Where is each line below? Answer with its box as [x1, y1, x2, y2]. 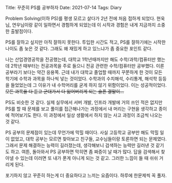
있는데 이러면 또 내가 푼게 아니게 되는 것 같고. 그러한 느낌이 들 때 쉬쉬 [20, 155, 158, 161]
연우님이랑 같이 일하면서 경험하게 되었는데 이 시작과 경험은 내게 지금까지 [12, 22, 156, 28]
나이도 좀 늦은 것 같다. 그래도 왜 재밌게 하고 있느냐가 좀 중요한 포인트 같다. [5, 46, 153, 51]
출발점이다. [10, 28, 33, 34]
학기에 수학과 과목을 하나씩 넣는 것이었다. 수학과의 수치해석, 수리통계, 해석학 [5, 76, 158, 82]
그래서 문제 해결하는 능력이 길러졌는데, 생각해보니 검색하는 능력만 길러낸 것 [5, 143, 155, 148]
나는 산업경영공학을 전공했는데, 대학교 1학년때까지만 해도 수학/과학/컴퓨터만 [5, 56, 156, 63]
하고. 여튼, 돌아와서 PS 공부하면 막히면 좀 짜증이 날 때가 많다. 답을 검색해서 [10, 149, 160, 155]
